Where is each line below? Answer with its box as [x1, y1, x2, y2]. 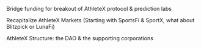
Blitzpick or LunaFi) [6, 23, 55, 30]
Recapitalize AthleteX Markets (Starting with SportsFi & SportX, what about [6, 17, 195, 23]
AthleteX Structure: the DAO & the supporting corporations [6, 35, 154, 41]
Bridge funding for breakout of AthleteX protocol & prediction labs [6, 5, 172, 12]
